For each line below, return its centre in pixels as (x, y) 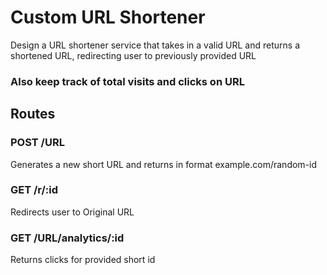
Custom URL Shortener (108, 17)
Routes (33, 114)
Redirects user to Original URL (72, 212)
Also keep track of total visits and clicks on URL (127, 81)
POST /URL (37, 143)
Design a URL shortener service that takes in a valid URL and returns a (155, 45)
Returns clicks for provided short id (83, 260)
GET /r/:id (34, 190)
